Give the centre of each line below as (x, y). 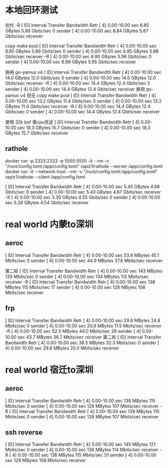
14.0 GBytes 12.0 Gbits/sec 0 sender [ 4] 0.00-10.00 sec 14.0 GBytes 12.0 (80, 78)
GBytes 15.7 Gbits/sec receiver (37, 133)
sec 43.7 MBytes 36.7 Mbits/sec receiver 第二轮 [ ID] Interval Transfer (89, 337)
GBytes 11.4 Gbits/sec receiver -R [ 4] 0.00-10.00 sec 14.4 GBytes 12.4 (78, 106)
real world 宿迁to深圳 (49, 370)
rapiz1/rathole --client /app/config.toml (45, 177)
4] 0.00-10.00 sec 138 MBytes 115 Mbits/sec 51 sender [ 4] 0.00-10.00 (84, 455)
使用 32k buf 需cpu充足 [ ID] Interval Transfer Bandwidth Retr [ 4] (72, 122)
